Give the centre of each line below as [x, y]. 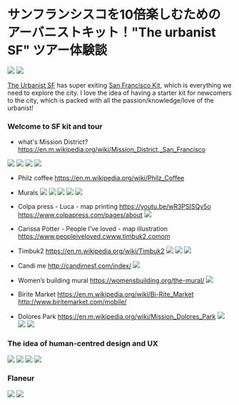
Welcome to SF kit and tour [55, 126]
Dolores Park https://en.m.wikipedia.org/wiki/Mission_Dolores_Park [117, 317]
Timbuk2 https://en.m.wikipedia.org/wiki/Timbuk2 [91, 251]
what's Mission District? [53, 142]
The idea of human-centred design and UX [83, 344]
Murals [28, 193]
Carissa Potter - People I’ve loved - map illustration [93, 229]
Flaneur [21, 379]
